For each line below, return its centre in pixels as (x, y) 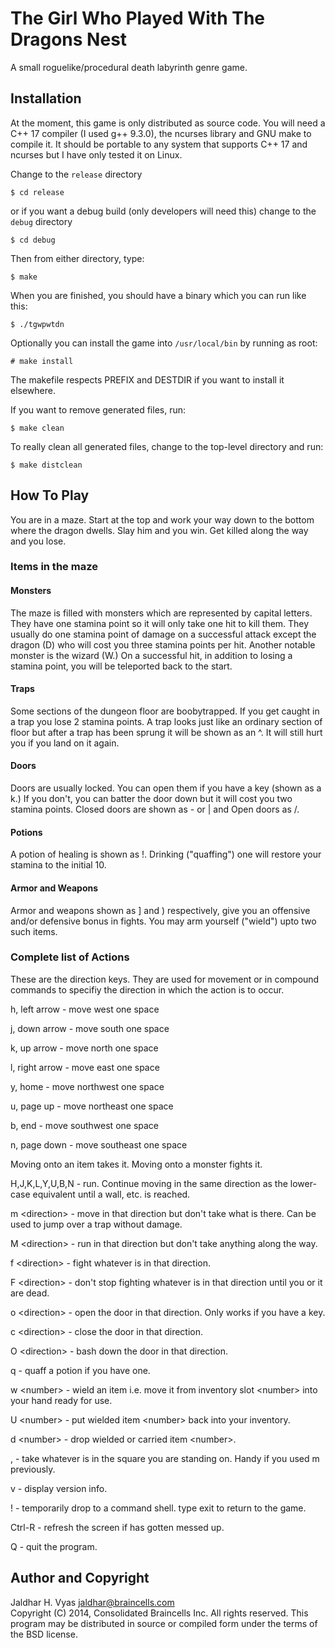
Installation (46, 98)
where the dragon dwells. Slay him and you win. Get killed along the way (159, 530)
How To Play (50, 495)
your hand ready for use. (61, 1400)
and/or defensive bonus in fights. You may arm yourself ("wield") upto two (163, 921)
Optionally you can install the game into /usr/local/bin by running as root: (164, 343)
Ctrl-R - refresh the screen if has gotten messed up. (117, 1527)
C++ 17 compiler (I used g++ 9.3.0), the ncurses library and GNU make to (161, 133)
